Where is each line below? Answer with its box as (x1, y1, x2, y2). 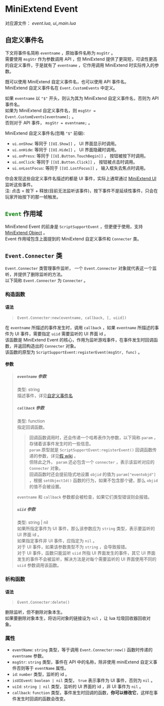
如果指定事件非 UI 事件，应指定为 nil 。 (17, 538, 98, 543)
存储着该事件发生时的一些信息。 (29, 441, 94, 447)
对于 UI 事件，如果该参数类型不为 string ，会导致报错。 (17, 544, 129, 550)
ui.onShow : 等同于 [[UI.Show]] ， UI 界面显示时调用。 (12, 141, 119, 146)
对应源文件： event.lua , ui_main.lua (5, 20, 76, 26)
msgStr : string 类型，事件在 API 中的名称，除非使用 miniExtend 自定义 (12, 659, 153, 665)
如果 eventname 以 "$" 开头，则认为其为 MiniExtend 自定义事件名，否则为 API (5, 95, 159, 101)
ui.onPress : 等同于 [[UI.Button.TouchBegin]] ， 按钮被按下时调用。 (12, 153, 148, 159)
